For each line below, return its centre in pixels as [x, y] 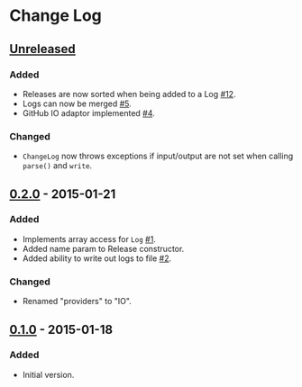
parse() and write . [57, 166]
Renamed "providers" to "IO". [77, 301]
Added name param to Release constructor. [103, 248]
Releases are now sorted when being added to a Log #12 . [129, 94]
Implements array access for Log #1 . [89, 238]
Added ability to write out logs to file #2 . [97, 258]
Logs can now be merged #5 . [77, 103]
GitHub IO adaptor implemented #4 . [88, 112]
